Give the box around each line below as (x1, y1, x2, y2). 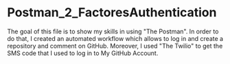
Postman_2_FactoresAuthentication (7, 5, 217, 20)
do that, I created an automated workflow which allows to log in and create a (7, 34, 224, 42)
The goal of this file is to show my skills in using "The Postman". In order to (7, 27, 219, 35)
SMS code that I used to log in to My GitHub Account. (7, 49, 159, 57)
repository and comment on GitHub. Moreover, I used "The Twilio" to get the (7, 42, 223, 50)
